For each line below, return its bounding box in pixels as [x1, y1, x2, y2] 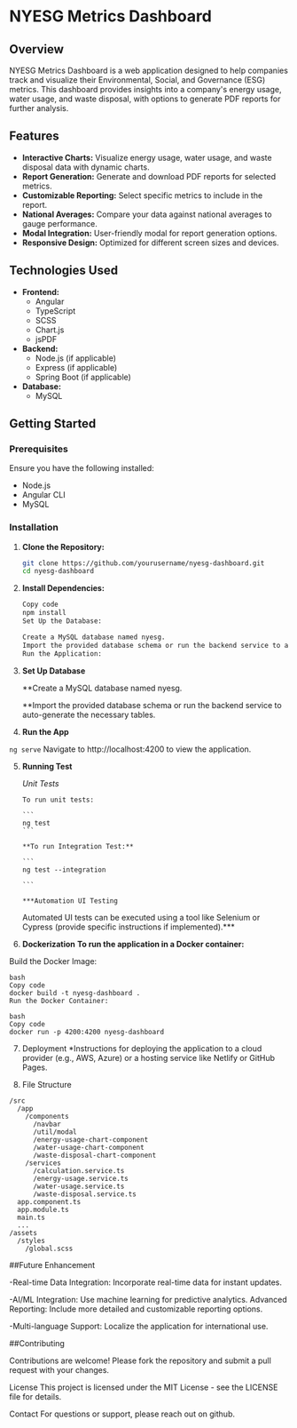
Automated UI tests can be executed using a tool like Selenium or [21, 912, 261, 922]
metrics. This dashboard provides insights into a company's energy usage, [9, 84, 282, 94]
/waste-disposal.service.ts [32, 1189, 137, 1199]
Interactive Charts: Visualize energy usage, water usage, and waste [21, 152, 272, 163]
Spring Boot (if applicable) [35, 371, 131, 382]
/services [25, 1158, 62, 1168]
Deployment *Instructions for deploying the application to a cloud [21, 1042, 262, 1054]
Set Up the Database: [21, 617, 102, 626]
